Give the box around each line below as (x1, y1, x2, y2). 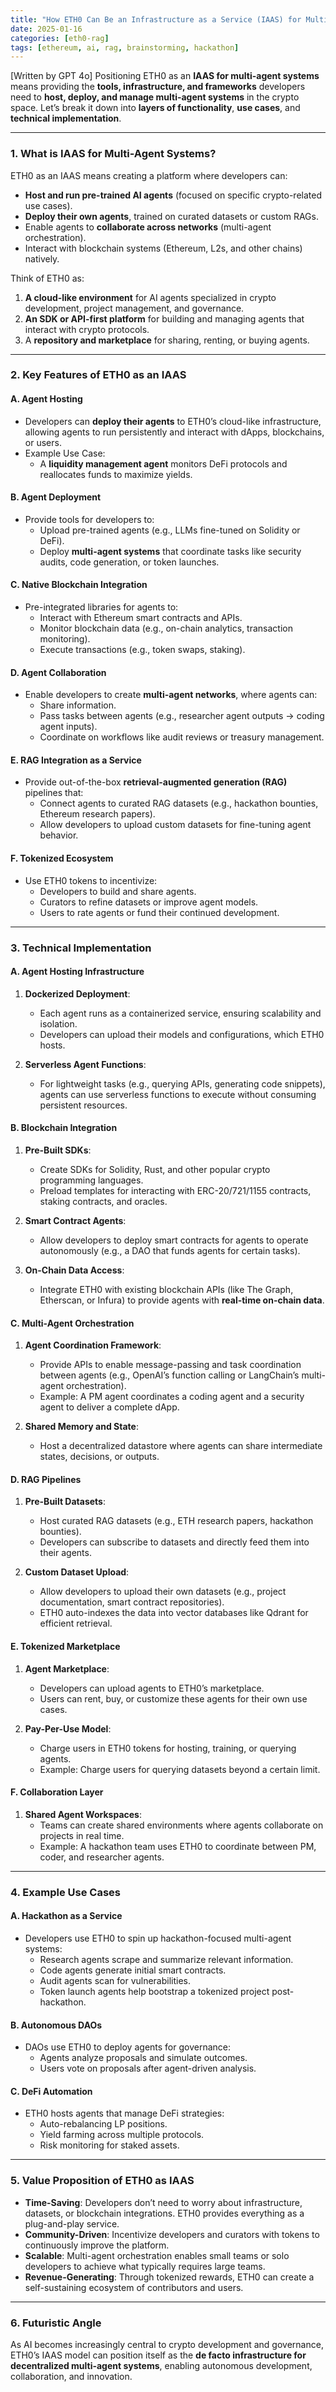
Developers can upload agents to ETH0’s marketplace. (39, 1682, 265, 1694)
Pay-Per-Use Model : (24, 1722, 112, 1735)
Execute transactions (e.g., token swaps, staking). (39, 644, 246, 656)
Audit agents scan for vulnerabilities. (39, 1974, 192, 1986)
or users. (24, 436, 62, 448)
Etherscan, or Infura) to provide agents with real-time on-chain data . (39, 1294, 325, 1306)
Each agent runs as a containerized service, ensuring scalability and (39, 1007, 322, 1019)
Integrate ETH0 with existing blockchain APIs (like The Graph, (39, 1284, 294, 1296)
